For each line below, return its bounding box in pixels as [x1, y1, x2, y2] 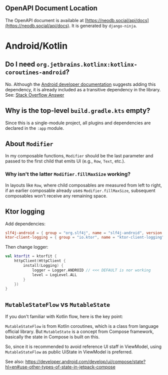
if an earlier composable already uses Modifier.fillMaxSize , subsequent [5, 187, 156, 194]
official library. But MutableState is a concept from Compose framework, [5, 328, 154, 335]
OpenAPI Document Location [5, 4, 97, 13]
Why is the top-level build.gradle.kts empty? [5, 106, 150, 115]
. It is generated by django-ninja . [69, 23, 137, 29]
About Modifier [5, 140, 53, 148]
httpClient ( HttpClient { [14, 258, 66, 264]
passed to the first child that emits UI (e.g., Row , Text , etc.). [5, 158, 125, 164]
